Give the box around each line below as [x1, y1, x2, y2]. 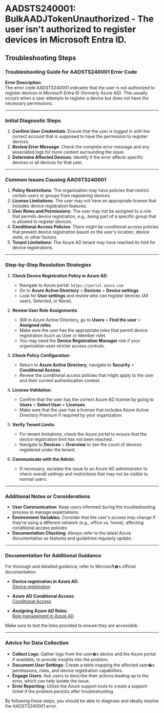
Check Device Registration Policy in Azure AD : [12, 272, 108, 278]
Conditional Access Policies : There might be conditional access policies [12, 224, 159, 230]
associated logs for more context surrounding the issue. [12, 149, 125, 155]
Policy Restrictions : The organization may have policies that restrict [12, 187, 149, 194]
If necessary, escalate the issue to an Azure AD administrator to [19, 466, 148, 471]
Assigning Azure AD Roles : [12, 608, 68, 614]
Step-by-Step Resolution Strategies [5, 262, 92, 269]
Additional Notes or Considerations [5, 493, 90, 500]
